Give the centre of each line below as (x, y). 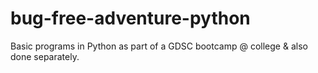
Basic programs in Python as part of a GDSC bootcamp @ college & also (159, 46)
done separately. (45, 56)
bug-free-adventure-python (130, 18)
